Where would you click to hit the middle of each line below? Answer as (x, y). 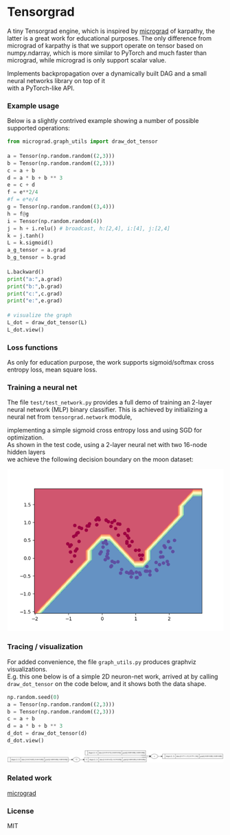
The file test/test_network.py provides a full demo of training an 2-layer (110, 402)
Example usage (33, 106)
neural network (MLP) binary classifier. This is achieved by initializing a (107, 410)
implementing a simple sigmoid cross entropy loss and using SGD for (105, 431)
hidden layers (26, 452)
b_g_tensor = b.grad (37, 258)
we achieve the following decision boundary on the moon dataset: (100, 459)
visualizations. (27, 669)
